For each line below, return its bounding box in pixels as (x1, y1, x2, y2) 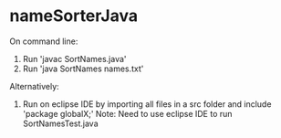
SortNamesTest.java (22, 118, 99, 129)
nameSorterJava (9, 5, 139, 27)
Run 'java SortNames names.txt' (22, 63, 144, 74)
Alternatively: (9, 80, 59, 91)
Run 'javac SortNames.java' (22, 53, 127, 64)
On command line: (9, 36, 78, 47)
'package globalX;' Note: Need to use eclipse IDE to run (22, 108, 233, 119)
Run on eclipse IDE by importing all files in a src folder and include (22, 98, 272, 110)
